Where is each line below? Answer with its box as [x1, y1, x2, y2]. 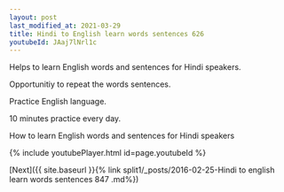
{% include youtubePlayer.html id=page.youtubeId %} [9, 148, 207, 158]
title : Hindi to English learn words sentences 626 [9, 29, 204, 38]
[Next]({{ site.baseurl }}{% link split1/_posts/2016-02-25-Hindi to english [9, 165, 275, 175]
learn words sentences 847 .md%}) [9, 174, 139, 185]
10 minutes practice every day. [9, 113, 122, 124]
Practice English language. [9, 96, 106, 107]
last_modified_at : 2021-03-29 [9, 21, 122, 30]
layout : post [9, 12, 58, 22]
